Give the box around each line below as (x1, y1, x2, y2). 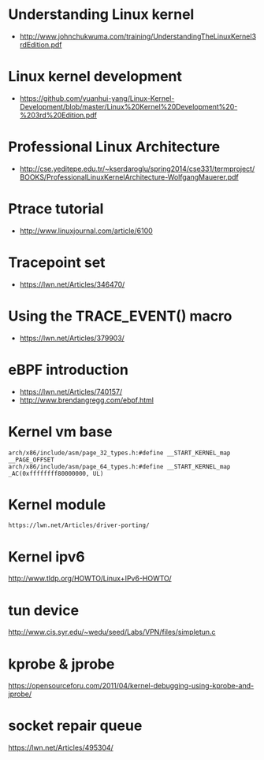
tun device (8, 601, 80, 619)
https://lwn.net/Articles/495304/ (8, 743, 114, 753)
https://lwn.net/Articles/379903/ (19, 333, 125, 343)
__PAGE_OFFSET (8, 455, 55, 464)
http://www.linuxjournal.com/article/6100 (19, 226, 154, 235)
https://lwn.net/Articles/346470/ (19, 280, 125, 289)
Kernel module (8, 495, 106, 513)
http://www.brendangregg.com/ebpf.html (19, 395, 154, 405)
